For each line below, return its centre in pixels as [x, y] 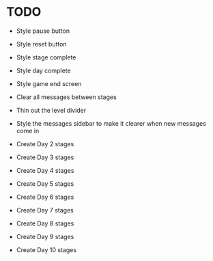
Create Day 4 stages [45, 170]
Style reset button [41, 44]
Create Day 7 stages [45, 210]
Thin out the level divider [51, 110]
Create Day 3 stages [45, 157]
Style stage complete [46, 57]
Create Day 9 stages [45, 236]
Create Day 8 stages [45, 223]
